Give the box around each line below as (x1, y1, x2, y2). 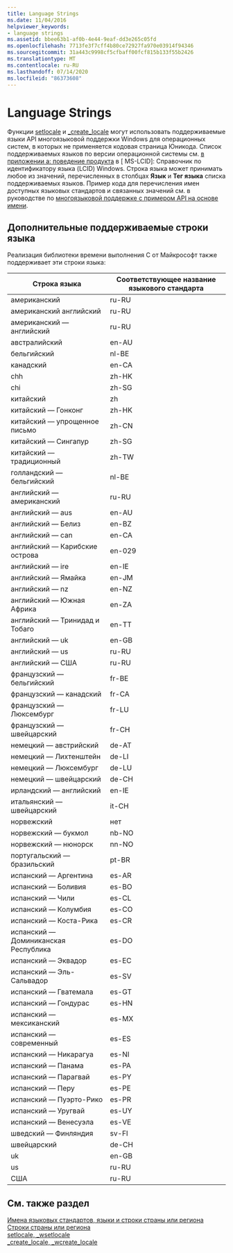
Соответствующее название (116, 275, 216, 285)
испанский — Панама (10, 1061, 85, 1070)
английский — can (10, 531, 73, 540)
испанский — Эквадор (10, 956, 87, 965)
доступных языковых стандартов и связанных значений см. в (7, 187, 191, 195)
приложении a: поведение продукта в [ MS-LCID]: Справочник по (7, 157, 202, 165)
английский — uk (10, 636, 69, 645)
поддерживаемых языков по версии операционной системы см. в (7, 150, 205, 158)
